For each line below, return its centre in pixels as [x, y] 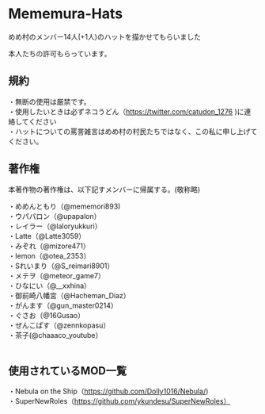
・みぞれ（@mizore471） [49, 246]
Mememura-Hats [66, 14]
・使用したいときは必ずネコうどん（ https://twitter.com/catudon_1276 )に [126, 111]
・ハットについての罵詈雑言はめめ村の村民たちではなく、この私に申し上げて [133, 131]
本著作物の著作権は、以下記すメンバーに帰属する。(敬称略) [104, 189]
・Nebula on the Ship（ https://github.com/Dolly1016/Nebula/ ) [108, 391]
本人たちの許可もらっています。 [60, 53]
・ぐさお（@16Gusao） [47, 315]
